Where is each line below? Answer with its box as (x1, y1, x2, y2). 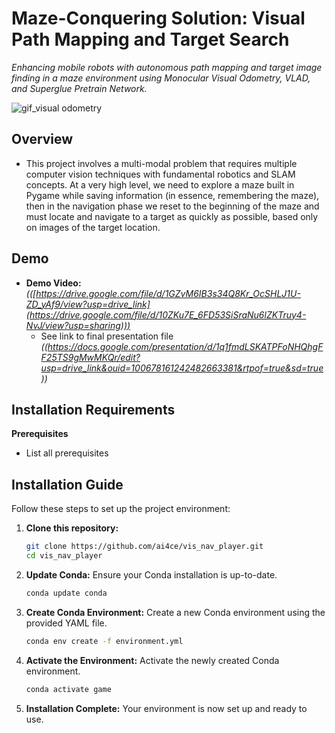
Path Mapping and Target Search (11, 28, 290, 51)
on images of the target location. (25, 221, 161, 233)
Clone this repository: (25, 522, 119, 534)
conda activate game (25, 684, 112, 694)
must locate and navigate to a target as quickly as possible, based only (25, 210, 319, 222)
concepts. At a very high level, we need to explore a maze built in (25, 178, 295, 191)
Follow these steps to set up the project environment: (11, 503, 231, 515)
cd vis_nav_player (25, 551, 103, 561)
